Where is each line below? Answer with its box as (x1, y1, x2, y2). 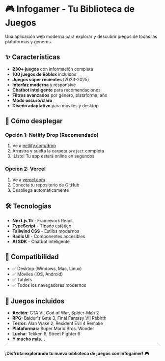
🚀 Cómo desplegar (5, 117, 63, 125)
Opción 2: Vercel (5, 165, 46, 172)
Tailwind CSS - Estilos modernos (12, 228, 80, 234)
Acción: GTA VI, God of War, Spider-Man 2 (12, 310, 99, 316)
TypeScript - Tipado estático (12, 223, 72, 229)
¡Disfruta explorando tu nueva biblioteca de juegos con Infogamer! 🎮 (5, 351, 150, 357)
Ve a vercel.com (12, 177, 45, 182)
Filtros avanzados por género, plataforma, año (12, 92, 108, 98)
